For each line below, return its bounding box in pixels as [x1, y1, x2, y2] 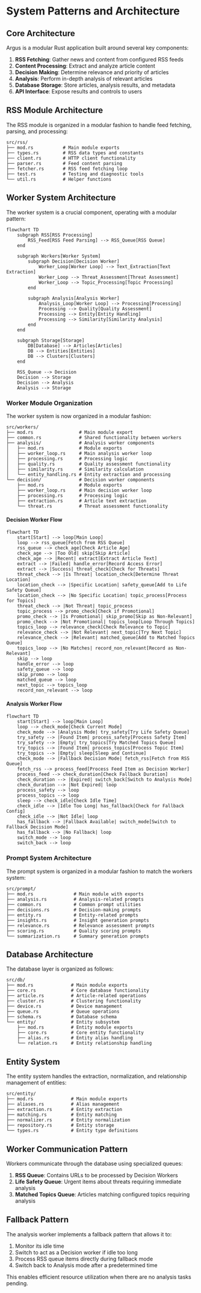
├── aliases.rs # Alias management [6, 1101, 120, 1107]
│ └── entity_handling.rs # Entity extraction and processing [6, 471, 171, 477]
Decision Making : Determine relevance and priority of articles [14, 69, 169, 76]
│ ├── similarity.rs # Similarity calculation [6, 466, 144, 472]
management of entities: [6, 1079, 67, 1086]
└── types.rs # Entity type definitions [6, 1128, 138, 1134]
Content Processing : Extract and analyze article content [14, 62, 155, 69]
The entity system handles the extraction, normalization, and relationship [6, 1072, 187, 1080]
